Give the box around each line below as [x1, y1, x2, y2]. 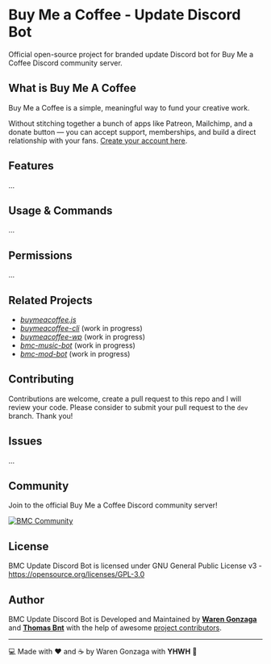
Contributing [8, 373, 74, 386]
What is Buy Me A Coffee [8, 81, 137, 95]
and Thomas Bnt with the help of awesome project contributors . [8, 623, 222, 633]
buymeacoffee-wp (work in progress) [19, 332, 145, 341]
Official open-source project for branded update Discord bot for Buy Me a [8, 49, 254, 59]
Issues [8, 434, 43, 449]
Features [8, 159, 54, 173]
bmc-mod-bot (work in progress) [19, 349, 131, 358]
